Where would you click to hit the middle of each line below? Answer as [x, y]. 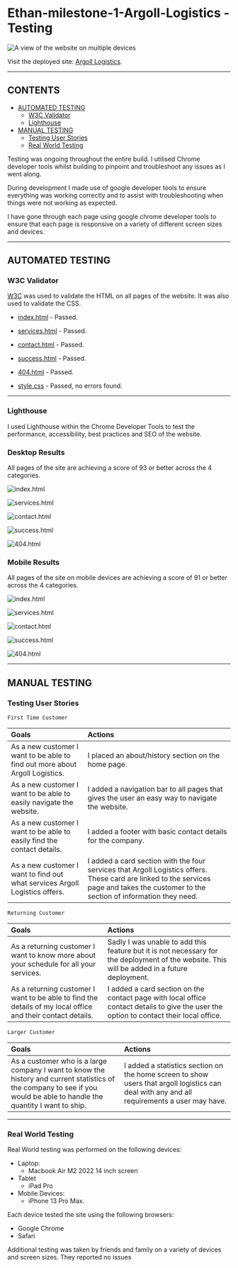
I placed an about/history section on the [154, 756]
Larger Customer [31, 1033]
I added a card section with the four [147, 861]
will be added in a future [147, 969]
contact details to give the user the [165, 1006]
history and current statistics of [63, 1079]
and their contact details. [52, 1016]
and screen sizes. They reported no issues [69, 1257]
